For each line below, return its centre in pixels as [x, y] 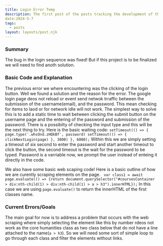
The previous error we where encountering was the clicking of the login [77, 88]
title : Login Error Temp [30, 9]
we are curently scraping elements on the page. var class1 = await [74, 174]
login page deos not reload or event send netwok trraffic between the [74, 98]
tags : [10, 23]
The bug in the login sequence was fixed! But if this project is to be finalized [81, 60]
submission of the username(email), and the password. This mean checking [81, 104]
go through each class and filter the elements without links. [64, 238]
